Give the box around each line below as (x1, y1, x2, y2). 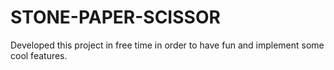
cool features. (10, 49, 68, 61)
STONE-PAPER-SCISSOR (10, 6, 221, 29)
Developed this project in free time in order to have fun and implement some (10, 39, 325, 51)
